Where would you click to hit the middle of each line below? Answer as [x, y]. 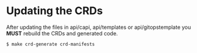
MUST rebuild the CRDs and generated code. [62, 33]
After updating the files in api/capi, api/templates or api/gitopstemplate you [99, 27]
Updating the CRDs [54, 11]
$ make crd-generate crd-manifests [51, 44]
